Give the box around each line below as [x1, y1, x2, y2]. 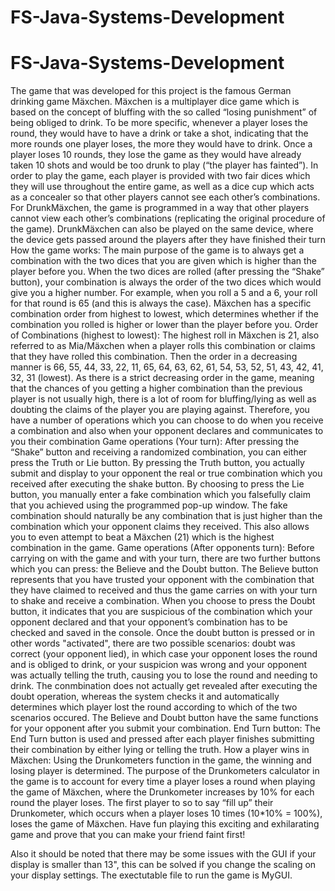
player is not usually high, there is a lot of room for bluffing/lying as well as [10, 393, 317, 405]
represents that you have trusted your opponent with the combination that [10, 574, 315, 586]
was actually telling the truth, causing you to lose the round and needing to [10, 669, 318, 681]
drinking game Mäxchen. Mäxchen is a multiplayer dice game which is [10, 96, 300, 108]
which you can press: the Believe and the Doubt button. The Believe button [10, 563, 319, 575]
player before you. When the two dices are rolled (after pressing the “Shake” [10, 266, 325, 278]
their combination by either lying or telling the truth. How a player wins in [10, 744, 310, 756]
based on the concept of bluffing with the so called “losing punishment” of [10, 106, 318, 118]
